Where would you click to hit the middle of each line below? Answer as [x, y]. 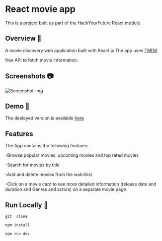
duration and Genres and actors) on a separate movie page [66, 189]
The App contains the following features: [47, 146]
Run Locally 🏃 [27, 205]
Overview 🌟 [23, 38]
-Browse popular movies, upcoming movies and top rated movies [72, 155]
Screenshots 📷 [29, 76]
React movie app [40, 9]
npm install [17, 225]
